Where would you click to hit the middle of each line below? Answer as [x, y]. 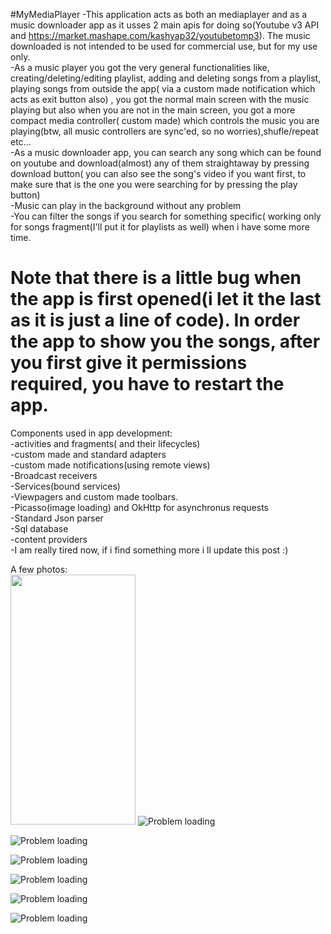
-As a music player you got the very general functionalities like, [140, 67]
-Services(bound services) [65, 486]
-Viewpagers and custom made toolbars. [94, 496]
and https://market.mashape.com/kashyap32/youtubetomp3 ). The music [160, 35]
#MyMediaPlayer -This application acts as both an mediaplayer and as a [159, 14]
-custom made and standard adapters [88, 454]
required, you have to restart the [147, 384]
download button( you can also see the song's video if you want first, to [158, 173]
